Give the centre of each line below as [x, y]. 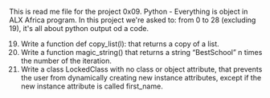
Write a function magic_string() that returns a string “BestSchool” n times [141, 52]
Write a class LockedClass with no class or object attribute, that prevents [141, 69]
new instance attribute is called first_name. [92, 86]
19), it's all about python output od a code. [79, 28]
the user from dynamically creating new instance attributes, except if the [141, 78]
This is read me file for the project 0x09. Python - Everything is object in [129, 12]
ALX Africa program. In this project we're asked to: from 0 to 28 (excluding [133, 20]
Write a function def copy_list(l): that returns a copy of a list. [120, 44]
